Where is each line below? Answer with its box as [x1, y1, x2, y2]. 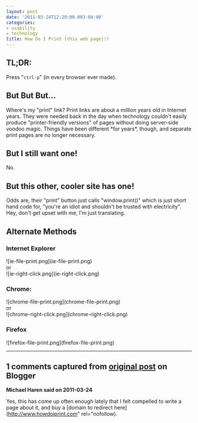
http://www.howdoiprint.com [8, 411, 78, 418]
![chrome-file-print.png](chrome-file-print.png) [6, 299, 121, 306]
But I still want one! [6, 149, 78, 159]
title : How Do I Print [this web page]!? [6, 36, 110, 42]
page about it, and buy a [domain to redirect [6, 404, 113, 411]
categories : [6, 19, 35, 25]
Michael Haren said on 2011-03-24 [6, 386, 93, 394]
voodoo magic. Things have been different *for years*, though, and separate [6, 125, 192, 132]
